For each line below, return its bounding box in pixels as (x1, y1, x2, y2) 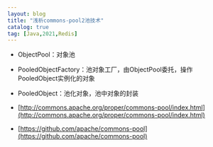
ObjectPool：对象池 (17, 50, 76, 59)
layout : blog (7, 10, 46, 18)
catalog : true (7, 23, 50, 30)
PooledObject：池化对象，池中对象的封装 (17, 89, 138, 98)
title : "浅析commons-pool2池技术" (7, 17, 104, 24)
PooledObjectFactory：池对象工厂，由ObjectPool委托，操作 (17, 65, 193, 74)
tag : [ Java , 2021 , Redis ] (7, 30, 78, 37)
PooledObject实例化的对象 (17, 74, 95, 83)
